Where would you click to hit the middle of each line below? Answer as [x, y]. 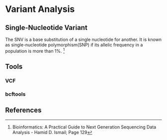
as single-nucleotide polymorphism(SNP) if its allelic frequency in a [74, 45]
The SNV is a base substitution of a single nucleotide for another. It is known [83, 39]
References [23, 110]
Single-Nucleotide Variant [46, 28]
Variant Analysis [40, 9]
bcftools [15, 94]
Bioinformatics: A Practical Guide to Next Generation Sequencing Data [84, 127]
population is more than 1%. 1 [35, 51]
